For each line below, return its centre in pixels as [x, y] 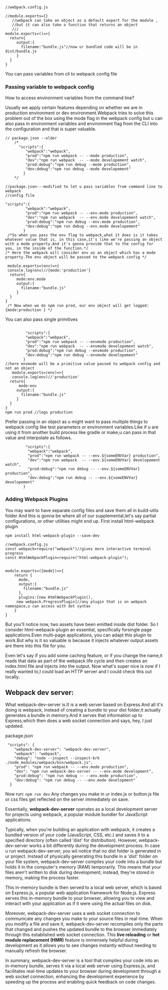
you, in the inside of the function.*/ [47, 249]
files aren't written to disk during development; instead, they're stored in [80, 872]
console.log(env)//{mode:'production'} [49, 270]
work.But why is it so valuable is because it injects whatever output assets [82, 640]
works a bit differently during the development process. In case [95, 845]
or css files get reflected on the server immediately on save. [67, 799]
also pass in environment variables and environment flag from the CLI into [81, 124]
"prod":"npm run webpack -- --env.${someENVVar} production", [94, 456]
